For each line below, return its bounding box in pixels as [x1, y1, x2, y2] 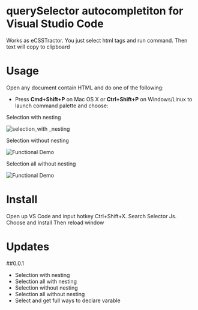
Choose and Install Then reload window [6, 219, 104, 226]
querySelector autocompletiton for [6, 4, 184, 18]
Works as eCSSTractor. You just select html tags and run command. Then [6, 37, 188, 44]
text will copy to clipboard [6, 43, 70, 50]
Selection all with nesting [14, 278, 77, 285]
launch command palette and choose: [14, 102, 109, 109]
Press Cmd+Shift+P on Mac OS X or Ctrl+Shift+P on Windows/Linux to [14, 95, 193, 103]
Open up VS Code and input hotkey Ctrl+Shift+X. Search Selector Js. [6, 212, 177, 219]
